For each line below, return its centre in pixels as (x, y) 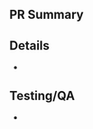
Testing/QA (42, 95)
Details (29, 46)
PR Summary (46, 15)
